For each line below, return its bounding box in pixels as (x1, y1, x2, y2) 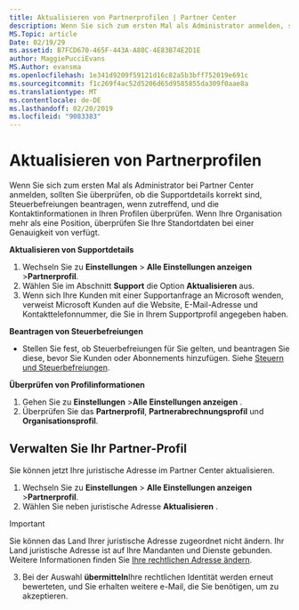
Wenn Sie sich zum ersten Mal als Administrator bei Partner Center (9, 180, 255, 191)
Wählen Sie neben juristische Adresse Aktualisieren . (21, 501, 219, 511)
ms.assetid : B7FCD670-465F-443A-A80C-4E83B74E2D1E (9, 46, 201, 55)
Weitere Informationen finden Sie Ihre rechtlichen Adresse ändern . (9, 554, 253, 565)
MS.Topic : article (9, 29, 77, 38)
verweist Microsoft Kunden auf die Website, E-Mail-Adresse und (21, 300, 258, 310)
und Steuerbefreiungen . (21, 362, 110, 373)
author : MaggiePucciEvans (9, 54, 105, 63)
